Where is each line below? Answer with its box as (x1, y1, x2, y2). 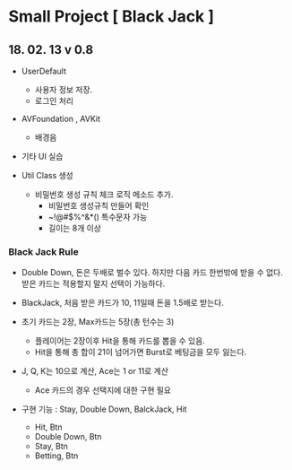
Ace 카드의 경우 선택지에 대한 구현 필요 (34, 385, 172, 396)
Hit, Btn (34, 422, 63, 432)
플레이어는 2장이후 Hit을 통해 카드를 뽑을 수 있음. (34, 335, 205, 346)
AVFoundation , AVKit (21, 114, 100, 124)
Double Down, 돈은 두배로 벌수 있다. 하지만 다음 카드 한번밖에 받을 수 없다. (21, 267, 284, 278)
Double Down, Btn (34, 431, 102, 442)
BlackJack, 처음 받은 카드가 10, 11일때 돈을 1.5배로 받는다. (21, 298, 225, 309)
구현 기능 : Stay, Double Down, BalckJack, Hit (21, 404, 187, 414)
